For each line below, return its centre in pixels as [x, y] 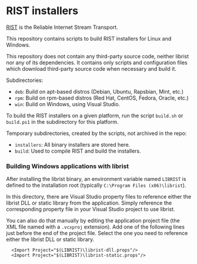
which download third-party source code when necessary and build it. [91, 68]
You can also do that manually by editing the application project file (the [93, 221]
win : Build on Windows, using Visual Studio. [67, 104]
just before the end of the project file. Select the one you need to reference [97, 233]
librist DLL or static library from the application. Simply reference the [89, 203]
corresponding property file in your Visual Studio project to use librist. [91, 209]
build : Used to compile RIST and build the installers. [78, 151]
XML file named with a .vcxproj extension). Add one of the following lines [96, 227]
